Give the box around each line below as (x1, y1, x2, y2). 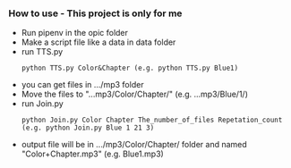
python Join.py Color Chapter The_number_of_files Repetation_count (21, 115, 283, 125)
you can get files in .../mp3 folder (21, 80, 144, 90)
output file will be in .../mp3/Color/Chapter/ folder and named (21, 139, 247, 150)
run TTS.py (21, 46, 64, 57)
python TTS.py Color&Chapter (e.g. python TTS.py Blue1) (21, 63, 239, 73)
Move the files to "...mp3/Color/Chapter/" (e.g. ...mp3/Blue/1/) (21, 88, 248, 100)
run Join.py (21, 98, 64, 109)
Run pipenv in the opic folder (21, 28, 129, 38)
